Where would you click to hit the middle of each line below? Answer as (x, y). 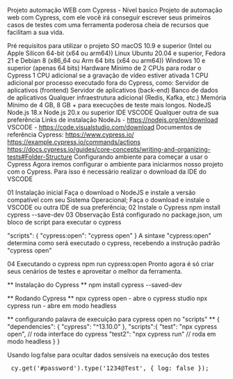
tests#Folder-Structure (40, 157)
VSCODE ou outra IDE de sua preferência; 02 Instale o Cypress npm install (114, 207)
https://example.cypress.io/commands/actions (74, 142)
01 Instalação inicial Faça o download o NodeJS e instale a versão (102, 192)
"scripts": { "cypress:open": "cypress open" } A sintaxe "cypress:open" (110, 235)
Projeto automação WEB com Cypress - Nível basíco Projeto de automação (115, 10)
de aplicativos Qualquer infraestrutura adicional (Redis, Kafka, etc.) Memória (117, 98)
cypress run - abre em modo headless (62, 305)
